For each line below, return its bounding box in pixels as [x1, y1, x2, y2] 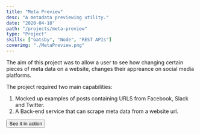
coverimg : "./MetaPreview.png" [6, 43, 85, 49]
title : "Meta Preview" [6, 8, 63, 15]
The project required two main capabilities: [6, 83, 113, 90]
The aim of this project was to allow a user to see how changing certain [6, 58, 184, 66]
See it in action [9, 120, 43, 127]
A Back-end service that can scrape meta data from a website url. [14, 108, 179, 115]
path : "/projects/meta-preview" [6, 25, 87, 32]
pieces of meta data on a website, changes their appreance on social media [6, 65, 195, 72]
